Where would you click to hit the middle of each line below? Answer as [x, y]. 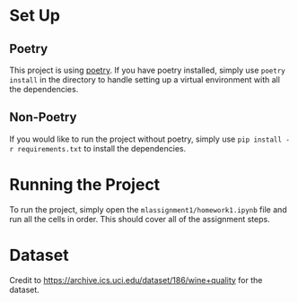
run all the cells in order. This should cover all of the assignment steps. [140, 219]
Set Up [35, 16]
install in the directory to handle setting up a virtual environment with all [145, 80]
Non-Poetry [43, 117]
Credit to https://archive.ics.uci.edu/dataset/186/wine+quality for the [136, 280]
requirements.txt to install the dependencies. [102, 148]
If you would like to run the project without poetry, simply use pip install [146, 139]
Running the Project [85, 185]
